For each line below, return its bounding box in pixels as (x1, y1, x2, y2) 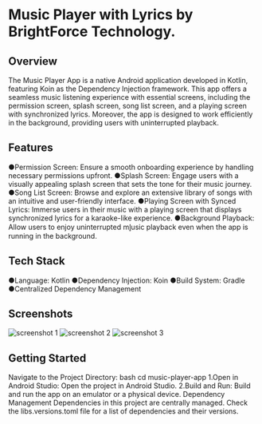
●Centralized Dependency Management (8, 283, 142, 293)
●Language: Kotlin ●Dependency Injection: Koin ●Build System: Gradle (8, 275, 245, 285)
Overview (8, 54, 58, 68)
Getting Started (8, 351, 87, 365)
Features (8, 141, 53, 155)
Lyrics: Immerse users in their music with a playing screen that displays (8, 204, 242, 214)
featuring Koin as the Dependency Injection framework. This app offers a (8, 84, 247, 93)
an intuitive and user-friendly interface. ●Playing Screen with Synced (8, 196, 237, 205)
